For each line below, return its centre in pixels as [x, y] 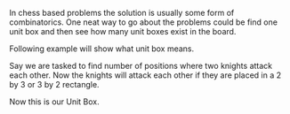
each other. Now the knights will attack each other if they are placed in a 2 [145, 75]
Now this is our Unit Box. [54, 102]
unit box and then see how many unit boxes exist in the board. [123, 31]
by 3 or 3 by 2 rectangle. [54, 84]
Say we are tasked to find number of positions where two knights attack [141, 66]
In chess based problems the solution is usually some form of [122, 13]
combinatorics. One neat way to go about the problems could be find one [144, 22]
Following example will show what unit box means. [102, 49]
